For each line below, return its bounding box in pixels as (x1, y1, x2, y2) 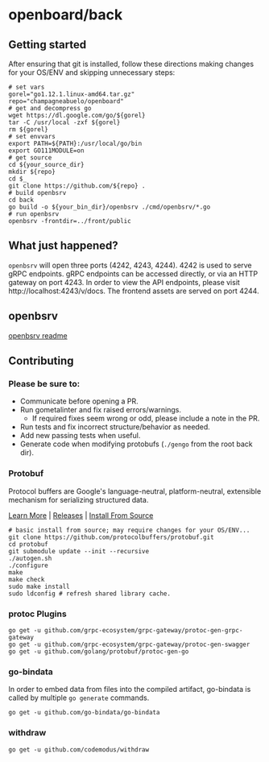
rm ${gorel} (8, 126, 48, 134)
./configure (8, 561, 48, 569)
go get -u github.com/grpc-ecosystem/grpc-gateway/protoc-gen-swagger (8, 640, 250, 648)
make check (8, 575, 45, 583)
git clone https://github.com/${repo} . (8, 182, 147, 190)
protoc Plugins (8, 608, 67, 619)
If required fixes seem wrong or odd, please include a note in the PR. (31, 413, 260, 424)
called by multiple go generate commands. (8, 693, 150, 702)
